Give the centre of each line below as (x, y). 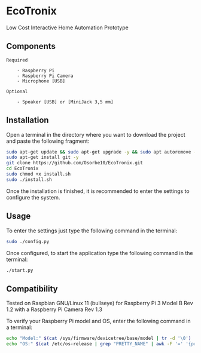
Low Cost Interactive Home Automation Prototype (67, 27)
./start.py (20, 270)
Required (17, 60)
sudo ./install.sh (29, 179)
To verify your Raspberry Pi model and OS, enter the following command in (99, 321)
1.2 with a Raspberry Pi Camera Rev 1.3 (54, 309)
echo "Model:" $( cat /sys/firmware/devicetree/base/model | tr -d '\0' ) (99, 339)
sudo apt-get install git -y (42, 157)
